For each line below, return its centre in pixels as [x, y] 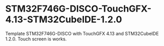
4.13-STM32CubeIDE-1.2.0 [64, 19]
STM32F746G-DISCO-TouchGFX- [78, 9]
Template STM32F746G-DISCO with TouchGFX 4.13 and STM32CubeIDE [82, 33]
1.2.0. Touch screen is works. [36, 39]
